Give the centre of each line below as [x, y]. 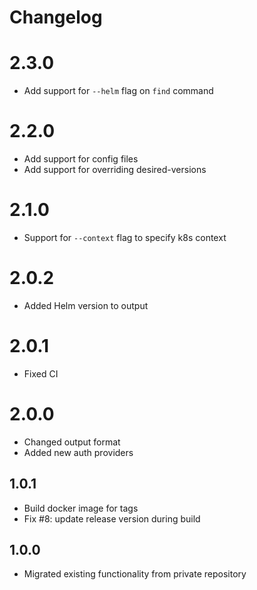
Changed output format [72, 442]
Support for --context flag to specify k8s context [125, 237]
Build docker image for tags [81, 508]
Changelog [56, 17]
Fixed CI [41, 373]
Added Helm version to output [86, 305]
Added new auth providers [78, 452]
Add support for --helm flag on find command [118, 91]
